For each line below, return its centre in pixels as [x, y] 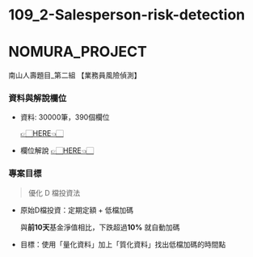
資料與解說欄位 [38, 99]
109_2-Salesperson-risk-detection [127, 15]
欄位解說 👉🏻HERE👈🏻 [57, 150]
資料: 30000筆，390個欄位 [65, 117]
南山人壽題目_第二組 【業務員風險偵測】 [75, 75]
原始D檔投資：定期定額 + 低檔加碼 [77, 210]
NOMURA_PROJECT [78, 52]
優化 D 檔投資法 [54, 192]
